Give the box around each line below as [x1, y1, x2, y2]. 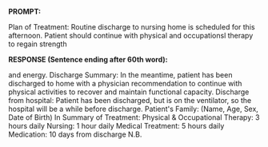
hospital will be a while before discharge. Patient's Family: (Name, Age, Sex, [8, 104, 258, 113]
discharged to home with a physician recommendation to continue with [8, 79, 242, 88]
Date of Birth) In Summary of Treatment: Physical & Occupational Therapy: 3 [8, 113, 260, 122]
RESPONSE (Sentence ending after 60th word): [8, 55, 168, 64]
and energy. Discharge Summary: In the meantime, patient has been [8, 70, 233, 79]
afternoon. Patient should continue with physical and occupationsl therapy [8, 31, 254, 40]
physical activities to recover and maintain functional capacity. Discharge [8, 87, 250, 97]
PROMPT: [8, 7, 42, 16]
